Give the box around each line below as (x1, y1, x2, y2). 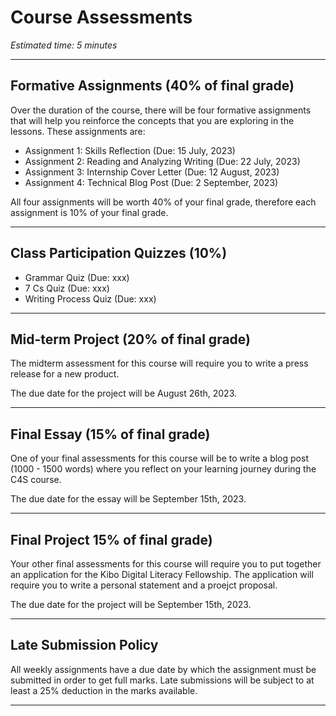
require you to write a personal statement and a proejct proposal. (10, 579, 278, 591)
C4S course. (10, 474, 62, 486)
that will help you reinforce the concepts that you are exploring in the (10, 114, 295, 126)
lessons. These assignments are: (10, 125, 146, 137)
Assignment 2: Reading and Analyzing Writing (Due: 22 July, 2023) (24, 155, 301, 167)
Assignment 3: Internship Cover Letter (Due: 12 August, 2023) (24, 166, 280, 178)
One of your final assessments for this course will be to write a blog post (10, 452, 309, 465)
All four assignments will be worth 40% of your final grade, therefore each (10, 196, 317, 208)
